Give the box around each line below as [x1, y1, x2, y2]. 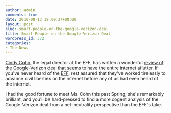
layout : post [5, 21, 33, 27]
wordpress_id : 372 [5, 36, 44, 41]
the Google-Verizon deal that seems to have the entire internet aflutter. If [5, 65, 158, 71]
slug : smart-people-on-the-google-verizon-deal [5, 26, 109, 32]
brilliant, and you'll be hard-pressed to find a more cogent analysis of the [5, 96, 159, 102]
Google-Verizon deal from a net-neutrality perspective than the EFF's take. [5, 101, 162, 107]
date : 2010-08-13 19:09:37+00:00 [5, 17, 77, 22]
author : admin [5, 7, 36, 13]
